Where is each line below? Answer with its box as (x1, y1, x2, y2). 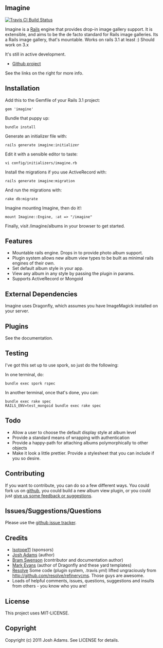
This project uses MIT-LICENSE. (5, 610, 70, 616)
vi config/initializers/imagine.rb (5, 160, 77, 165)
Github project (12, 60, 41, 66)
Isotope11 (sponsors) (12, 547, 54, 553)
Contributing (5, 470, 45, 478)
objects (12, 445, 28, 451)
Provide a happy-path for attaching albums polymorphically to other (12, 439, 148, 445)
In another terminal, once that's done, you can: (5, 389, 99, 395)
